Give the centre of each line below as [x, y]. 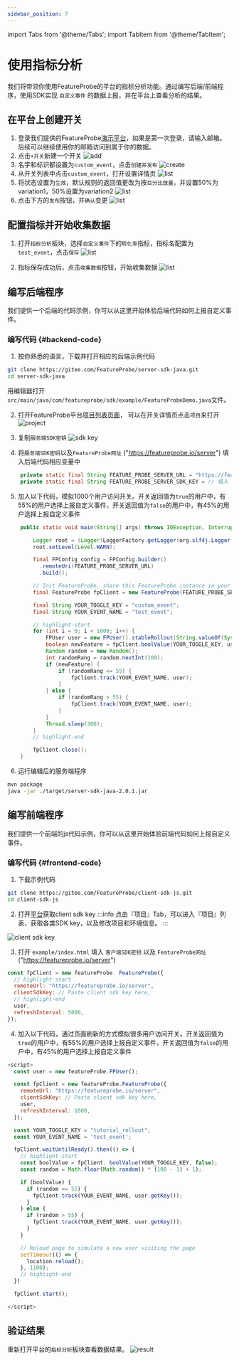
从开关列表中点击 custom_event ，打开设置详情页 [87, 174]
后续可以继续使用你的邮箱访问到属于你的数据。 [86, 147]
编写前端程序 [36, 815]
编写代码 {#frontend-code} [54, 863]
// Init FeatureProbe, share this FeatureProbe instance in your [132, 586]
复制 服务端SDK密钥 [42, 437]
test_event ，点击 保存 [48, 253]
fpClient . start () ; [41, 1294]
